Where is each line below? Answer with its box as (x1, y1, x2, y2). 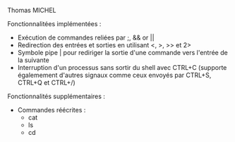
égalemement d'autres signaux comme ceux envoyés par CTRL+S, (17, 71, 212, 79)
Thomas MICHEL (7, 6, 56, 14)
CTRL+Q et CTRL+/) (17, 78, 76, 87)
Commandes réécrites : (17, 106, 86, 114)
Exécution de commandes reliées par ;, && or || (17, 33, 155, 42)
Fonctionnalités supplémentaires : (7, 92, 106, 100)
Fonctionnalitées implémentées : (7, 20, 102, 28)
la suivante (17, 56, 49, 64)
